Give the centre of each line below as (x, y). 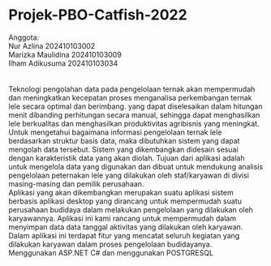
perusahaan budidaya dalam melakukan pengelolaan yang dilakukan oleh (131, 209)
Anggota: (24, 37)
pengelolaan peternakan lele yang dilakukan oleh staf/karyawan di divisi (129, 175)
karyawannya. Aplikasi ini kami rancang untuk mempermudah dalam (123, 218)
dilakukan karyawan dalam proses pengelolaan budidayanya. (110, 244)
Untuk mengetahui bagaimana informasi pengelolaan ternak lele (115, 132)
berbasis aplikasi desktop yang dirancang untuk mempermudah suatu (125, 201)
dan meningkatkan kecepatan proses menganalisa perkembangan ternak (131, 97)
